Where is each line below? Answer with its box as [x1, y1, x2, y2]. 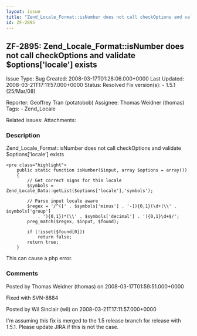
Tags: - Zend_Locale [6, 105, 56, 112]
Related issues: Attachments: [6, 117, 76, 124]
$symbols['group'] [6, 209, 51, 214]
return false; [37, 234, 72, 240]
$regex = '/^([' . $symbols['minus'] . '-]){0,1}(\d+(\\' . [27, 203, 177, 209]
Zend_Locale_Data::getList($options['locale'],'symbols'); [6, 188, 154, 194]
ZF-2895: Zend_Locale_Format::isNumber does [6, 41, 185, 51]
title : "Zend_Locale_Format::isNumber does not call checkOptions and [6, 14, 182, 20]
